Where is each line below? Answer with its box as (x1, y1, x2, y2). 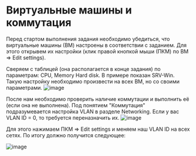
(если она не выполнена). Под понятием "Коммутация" (6, 101, 146, 108)
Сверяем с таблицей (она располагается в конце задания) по (6, 65, 161, 72)
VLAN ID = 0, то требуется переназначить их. (6, 114, 120, 121)
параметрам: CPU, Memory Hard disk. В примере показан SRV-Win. (6, 72, 175, 79)
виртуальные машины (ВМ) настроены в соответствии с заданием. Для (6, 42, 187, 49)
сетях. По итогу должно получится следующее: (6, 131, 126, 138)
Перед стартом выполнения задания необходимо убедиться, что (6, 35, 170, 42)
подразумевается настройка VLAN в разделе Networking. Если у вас (6, 108, 180, 115)
